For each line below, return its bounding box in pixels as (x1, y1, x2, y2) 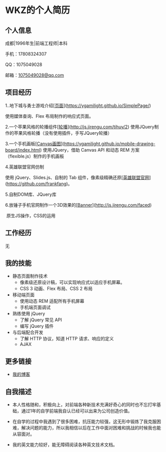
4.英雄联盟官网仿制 (5, 164, 44, 170)
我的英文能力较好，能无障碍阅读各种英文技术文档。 (12, 441, 118, 448)
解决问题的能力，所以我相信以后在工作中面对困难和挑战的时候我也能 (21, 425, 161, 431)
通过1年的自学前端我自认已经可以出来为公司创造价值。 (21, 408, 133, 414)
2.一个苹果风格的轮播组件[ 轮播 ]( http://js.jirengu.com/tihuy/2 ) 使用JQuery (5, 124, 155, 130)
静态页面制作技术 (12, 273, 48, 279)
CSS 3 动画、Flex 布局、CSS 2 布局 (19, 286, 93, 292)
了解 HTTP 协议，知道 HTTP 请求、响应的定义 (19, 336, 114, 342)
